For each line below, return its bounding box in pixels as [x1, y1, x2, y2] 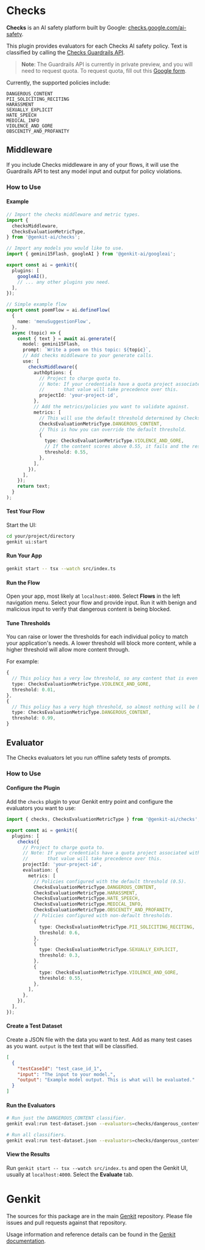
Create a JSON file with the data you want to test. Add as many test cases [6, 1035, 192, 1043]
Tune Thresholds [6, 619, 51, 627]
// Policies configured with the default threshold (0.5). [33, 878, 187, 884]
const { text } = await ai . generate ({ [17, 336, 116, 342]
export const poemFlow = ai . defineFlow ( [6, 307, 111, 314]
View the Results [6, 1150, 50, 1158]
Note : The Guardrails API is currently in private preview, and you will [21, 61, 193, 68]
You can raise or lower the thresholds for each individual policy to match [6, 633, 188, 641]
